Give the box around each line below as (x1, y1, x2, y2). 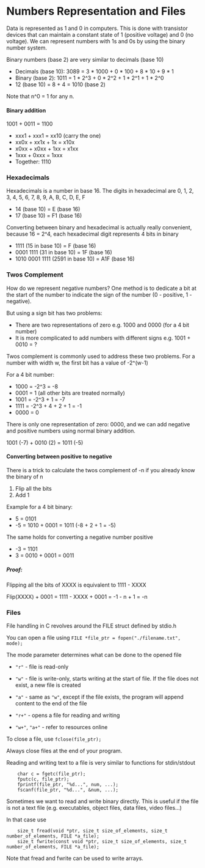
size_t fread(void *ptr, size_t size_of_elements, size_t (17, 828, 168, 834)
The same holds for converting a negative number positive (6, 533, 154, 541)
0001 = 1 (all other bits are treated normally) (15, 389, 125, 396)
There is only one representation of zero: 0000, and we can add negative (6, 420, 190, 428)
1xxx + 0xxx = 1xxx (15, 152, 63, 159)
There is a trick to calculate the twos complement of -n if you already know (6, 466, 195, 473)
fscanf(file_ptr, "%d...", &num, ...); (17, 787, 119, 793)
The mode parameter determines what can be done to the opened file (6, 651, 182, 659)
